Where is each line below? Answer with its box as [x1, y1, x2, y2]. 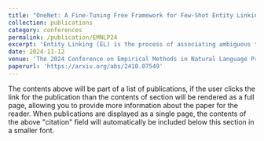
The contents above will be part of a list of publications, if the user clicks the [8, 84, 255, 93]
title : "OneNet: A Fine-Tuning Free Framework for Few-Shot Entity [8, 11, 234, 20]
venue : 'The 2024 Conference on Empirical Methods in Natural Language [8, 56, 247, 63]
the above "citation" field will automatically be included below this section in [8, 117, 255, 126]
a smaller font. [8, 125, 55, 135]
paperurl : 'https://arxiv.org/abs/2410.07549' [8, 63, 163, 70]
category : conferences [8, 26, 82, 34]
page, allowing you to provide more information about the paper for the [8, 100, 238, 110]
